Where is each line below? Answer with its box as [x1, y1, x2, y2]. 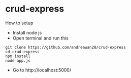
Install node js [12, 29, 42, 35]
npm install [5, 54, 30, 59]
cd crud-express [5, 49, 40, 54]
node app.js [5, 58, 30, 63]
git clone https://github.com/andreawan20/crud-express [5, 45, 126, 50]
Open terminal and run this [12, 35, 69, 41]
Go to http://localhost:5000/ [12, 67, 72, 73]
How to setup [5, 20, 34, 26]
